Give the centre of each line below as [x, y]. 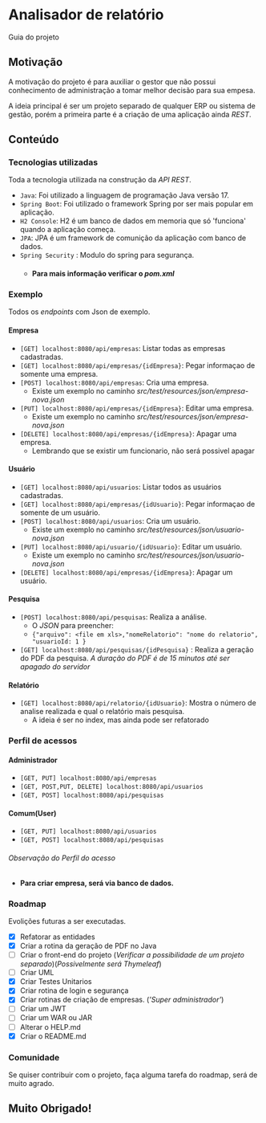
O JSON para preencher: [73, 625]
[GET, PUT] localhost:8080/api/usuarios [88, 832]
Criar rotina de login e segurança [74, 990]
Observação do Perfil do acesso [62, 858]
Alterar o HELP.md [50, 1027]
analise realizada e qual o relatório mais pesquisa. [102, 712]
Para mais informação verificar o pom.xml [103, 274]
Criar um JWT [43, 1009]
